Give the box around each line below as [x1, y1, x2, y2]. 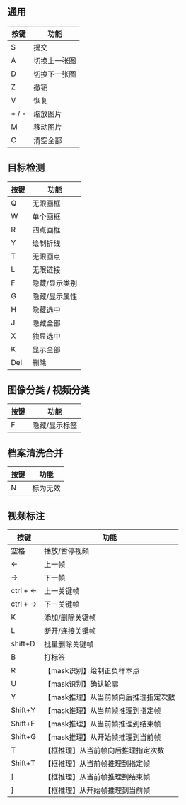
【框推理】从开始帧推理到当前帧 [43, 785, 151, 795]
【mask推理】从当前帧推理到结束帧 [43, 719, 161, 729]
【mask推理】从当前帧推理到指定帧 [43, 706, 161, 716]
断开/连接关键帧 [43, 626, 97, 636]
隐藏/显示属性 [32, 291, 78, 301]
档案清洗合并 [7, 446, 64, 458]
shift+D [11, 639, 35, 649]
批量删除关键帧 [43, 639, 94, 649]
